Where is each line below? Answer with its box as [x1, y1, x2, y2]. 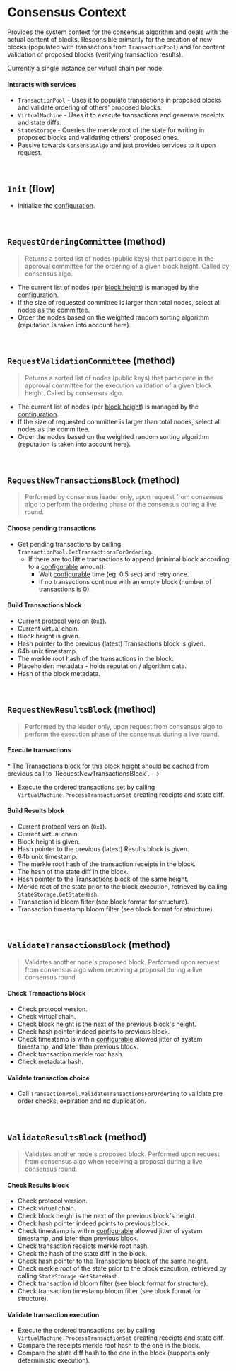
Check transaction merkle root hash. [17, 1050, 124, 1058]
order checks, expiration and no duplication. [17, 1097, 146, 1105]
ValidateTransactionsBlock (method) [7, 939, 171, 951]
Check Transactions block [7, 989, 86, 998]
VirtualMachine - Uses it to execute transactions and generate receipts [17, 111, 225, 119]
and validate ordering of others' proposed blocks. [17, 103, 163, 112]
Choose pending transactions [7, 524, 97, 532]
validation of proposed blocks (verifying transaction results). [7, 50, 184, 59]
